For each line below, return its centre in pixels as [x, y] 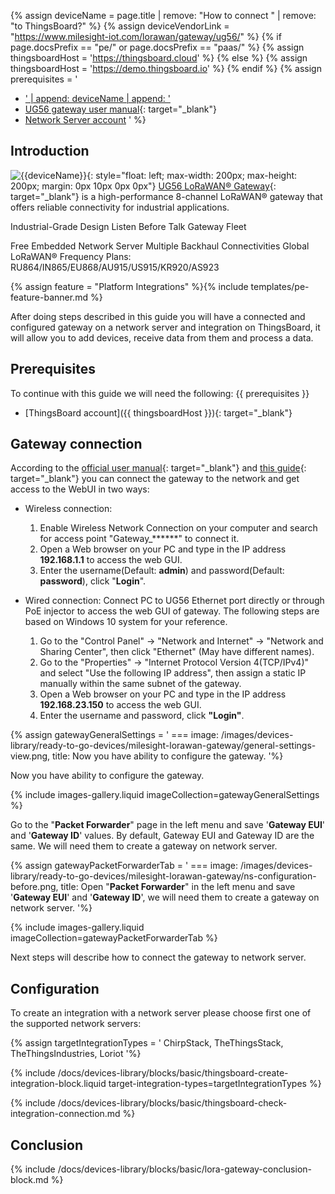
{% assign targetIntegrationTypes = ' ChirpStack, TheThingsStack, [147, 1043]
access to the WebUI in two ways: [80, 489]
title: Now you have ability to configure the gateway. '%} [168, 756]
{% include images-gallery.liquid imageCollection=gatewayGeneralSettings [165, 795]
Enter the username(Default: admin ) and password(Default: [162, 571]
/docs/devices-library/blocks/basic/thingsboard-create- [173, 1073]
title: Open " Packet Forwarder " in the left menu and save [178, 887]
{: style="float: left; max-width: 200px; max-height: [192, 175]
